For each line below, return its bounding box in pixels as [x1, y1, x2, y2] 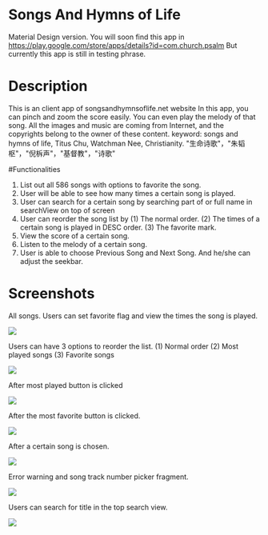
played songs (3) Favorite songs [8, 349, 114, 359]
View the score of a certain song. [19, 230, 130, 241]
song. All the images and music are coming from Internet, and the [8, 120, 224, 130]
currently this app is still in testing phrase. [8, 49, 146, 58]
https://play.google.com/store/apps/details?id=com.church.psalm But [8, 40, 238, 50]
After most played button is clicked [8, 380, 123, 389]
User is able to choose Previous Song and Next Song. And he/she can [19, 248, 250, 258]
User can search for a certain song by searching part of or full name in [19, 197, 253, 206]
